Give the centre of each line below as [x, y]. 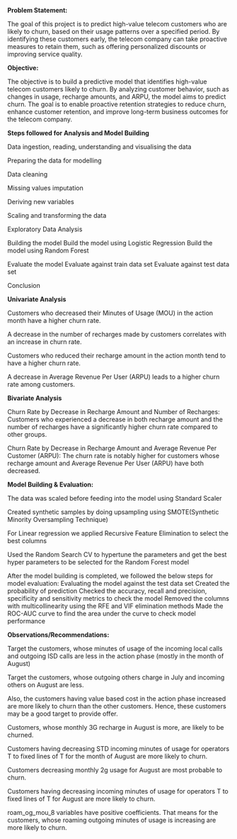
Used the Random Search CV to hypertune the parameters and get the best [117, 555]
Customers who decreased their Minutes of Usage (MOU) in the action [110, 313]
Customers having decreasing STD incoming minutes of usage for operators [118, 749]
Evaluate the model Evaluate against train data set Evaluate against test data [118, 264]
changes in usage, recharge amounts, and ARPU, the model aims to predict [117, 96]
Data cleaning [28, 174]
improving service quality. [45, 54]
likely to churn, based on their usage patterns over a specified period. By [114, 32]
